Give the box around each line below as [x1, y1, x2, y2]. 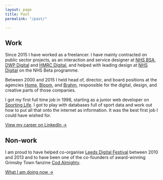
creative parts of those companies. [5, 87, 76, 93]
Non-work [5, 136, 37, 145]
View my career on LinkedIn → [5, 122, 67, 128]
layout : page [5, 7, 32, 12]
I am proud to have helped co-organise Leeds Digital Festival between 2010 [5, 149, 159, 155]
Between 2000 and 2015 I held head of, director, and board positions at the [5, 77, 158, 83]
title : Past [5, 12, 30, 17]
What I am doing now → [5, 169, 54, 175]
